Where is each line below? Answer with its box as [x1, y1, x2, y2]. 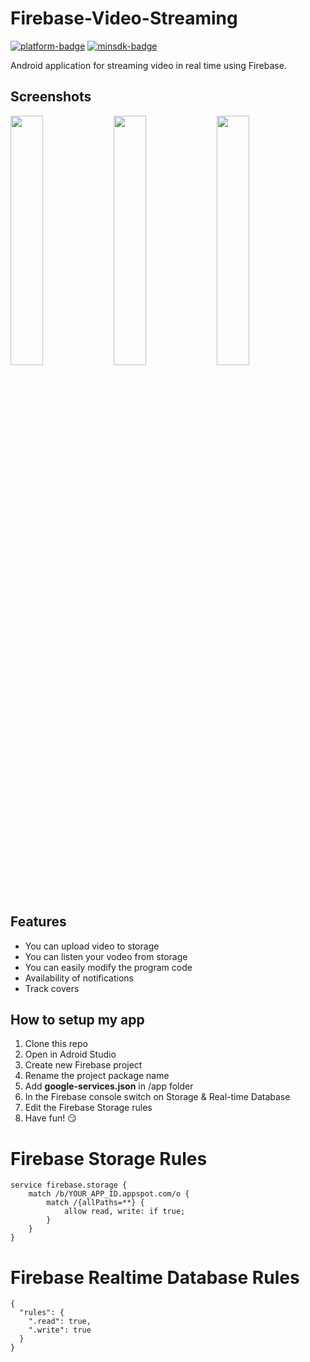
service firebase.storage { [10, 1180, 128, 1191]
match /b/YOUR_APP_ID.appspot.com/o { [28, 1189, 190, 1199]
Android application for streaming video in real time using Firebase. [10, 59, 287, 71]
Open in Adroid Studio [24, 1048, 117, 1061]
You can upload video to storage [24, 940, 160, 952]
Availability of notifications [24, 972, 134, 984]
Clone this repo [24, 1038, 88, 1050]
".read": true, [28, 1317, 92, 1327]
